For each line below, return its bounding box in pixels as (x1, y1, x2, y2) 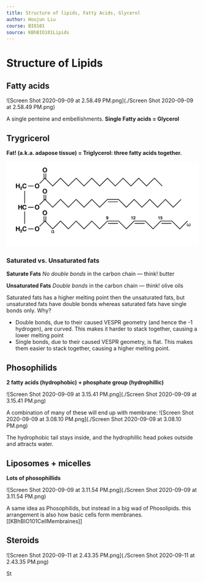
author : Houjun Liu (6, 16, 56, 23)
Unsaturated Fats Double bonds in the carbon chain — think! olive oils (6, 282, 184, 289)
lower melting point (15, 332, 64, 339)
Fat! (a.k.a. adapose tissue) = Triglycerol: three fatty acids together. (6, 149, 182, 157)
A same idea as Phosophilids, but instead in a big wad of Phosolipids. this (6, 504, 191, 512)
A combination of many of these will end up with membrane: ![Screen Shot (6, 409, 194, 416)
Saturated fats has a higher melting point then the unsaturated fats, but (6, 294, 185, 301)
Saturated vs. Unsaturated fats (6, 256, 100, 264)
